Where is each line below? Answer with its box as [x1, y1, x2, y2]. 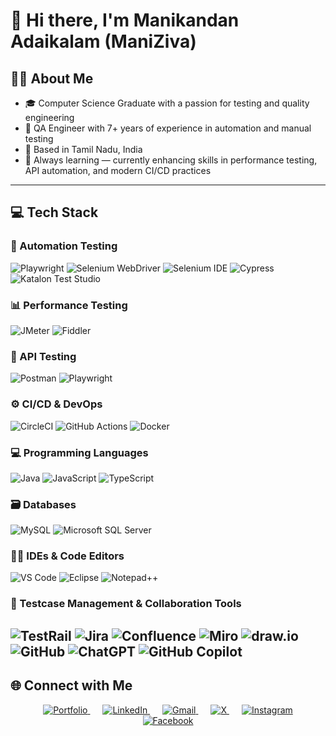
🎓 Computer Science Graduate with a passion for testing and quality [24, 97, 310, 109]
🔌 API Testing [10, 349, 77, 363]
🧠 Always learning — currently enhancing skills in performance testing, [24, 154, 318, 166]
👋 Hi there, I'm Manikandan [10, 9, 240, 32]
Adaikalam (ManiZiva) [10, 30, 197, 53]
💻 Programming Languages [10, 445, 149, 459]
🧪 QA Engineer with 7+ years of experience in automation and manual [24, 122, 312, 134]
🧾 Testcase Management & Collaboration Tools [10, 597, 242, 611]
